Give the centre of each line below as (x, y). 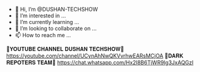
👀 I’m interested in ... (40, 16)
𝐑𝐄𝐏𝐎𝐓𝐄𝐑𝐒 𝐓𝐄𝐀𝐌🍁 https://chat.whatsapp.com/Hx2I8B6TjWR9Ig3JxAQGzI (100, 62)
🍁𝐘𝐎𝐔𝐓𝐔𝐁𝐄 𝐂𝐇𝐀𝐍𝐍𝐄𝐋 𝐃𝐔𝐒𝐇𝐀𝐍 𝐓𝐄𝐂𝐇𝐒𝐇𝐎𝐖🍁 (65, 49)
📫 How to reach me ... (43, 35)
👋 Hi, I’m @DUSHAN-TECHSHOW (56, 9)
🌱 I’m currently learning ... (47, 22)
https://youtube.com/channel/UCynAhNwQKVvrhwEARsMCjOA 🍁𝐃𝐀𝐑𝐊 (95, 56)
